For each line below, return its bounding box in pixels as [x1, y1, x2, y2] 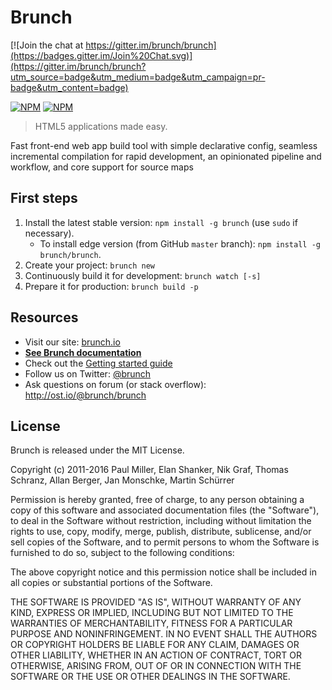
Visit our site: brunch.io [24, 336, 121, 348]
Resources [10, 309, 79, 326]
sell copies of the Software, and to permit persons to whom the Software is [10, 536, 320, 548]
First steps [10, 190, 78, 207]
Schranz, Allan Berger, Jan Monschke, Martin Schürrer [10, 474, 235, 486]
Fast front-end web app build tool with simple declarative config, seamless [10, 139, 318, 151]
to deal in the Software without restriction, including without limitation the [10, 515, 312, 527]
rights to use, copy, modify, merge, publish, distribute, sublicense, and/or [10, 526, 312, 538]
